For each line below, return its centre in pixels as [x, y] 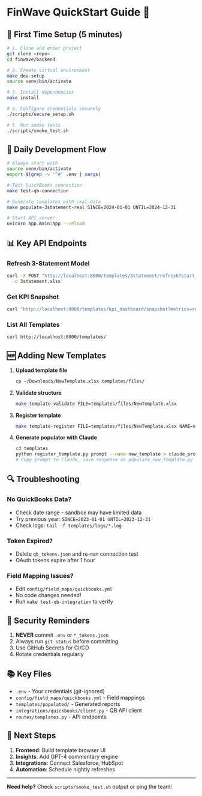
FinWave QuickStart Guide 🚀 [79, 12]
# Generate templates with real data [54, 202]
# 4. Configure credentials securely [54, 109]
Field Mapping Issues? [40, 576]
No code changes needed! [48, 595]
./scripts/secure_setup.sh [40, 114]
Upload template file [41, 370]
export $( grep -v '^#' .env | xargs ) [54, 175]
